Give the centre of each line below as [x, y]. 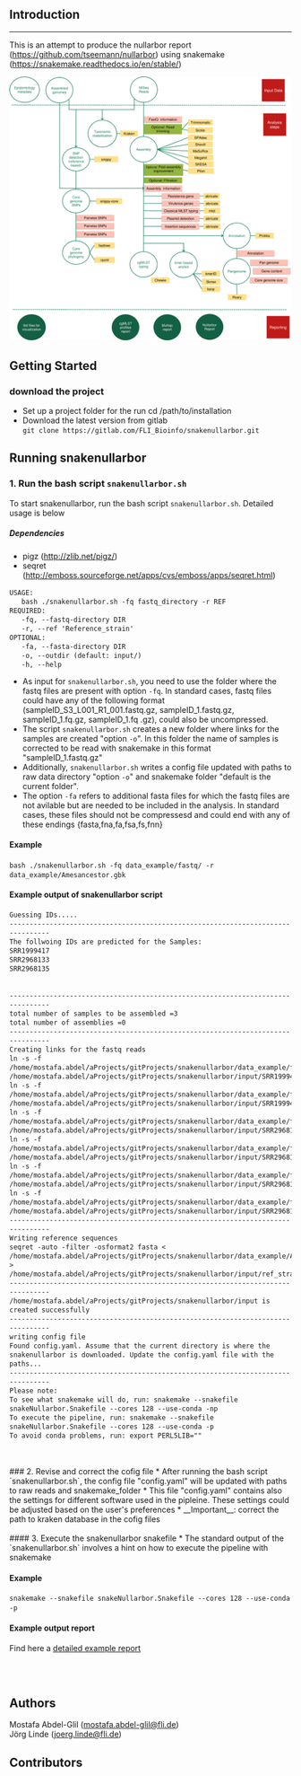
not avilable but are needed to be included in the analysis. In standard [150, 805]
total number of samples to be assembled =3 [94, 1014]
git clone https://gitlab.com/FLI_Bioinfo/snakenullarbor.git [141, 431]
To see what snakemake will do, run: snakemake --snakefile [124, 1400]
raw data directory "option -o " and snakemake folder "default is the [146, 777]
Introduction [45, 15]
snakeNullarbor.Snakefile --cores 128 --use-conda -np [114, 1409]
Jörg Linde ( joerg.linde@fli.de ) [66, 1734]
